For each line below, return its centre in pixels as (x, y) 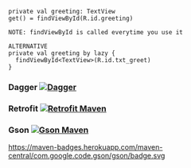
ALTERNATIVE (28, 46)
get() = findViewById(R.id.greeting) (71, 18)
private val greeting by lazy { (62, 53)
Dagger (23, 87)
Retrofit (23, 108)
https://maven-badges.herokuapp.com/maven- (86, 147)
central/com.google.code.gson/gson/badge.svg (87, 156)
